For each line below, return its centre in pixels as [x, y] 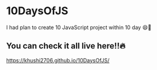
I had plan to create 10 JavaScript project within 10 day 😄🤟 [79, 27]
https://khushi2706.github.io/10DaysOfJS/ [58, 60]
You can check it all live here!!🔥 [66, 46]
